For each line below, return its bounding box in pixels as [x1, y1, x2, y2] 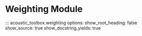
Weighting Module [5, 3, 83, 15]
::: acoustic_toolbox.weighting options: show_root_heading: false [5, 20, 138, 26]
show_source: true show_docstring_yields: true [5, 25, 101, 31]
